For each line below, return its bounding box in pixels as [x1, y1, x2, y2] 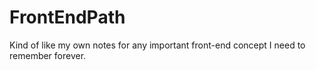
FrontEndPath [9, 6, 126, 29]
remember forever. [9, 49, 87, 61]
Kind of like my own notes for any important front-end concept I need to [9, 39, 306, 51]
